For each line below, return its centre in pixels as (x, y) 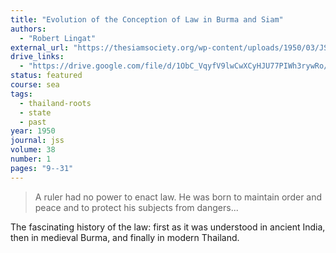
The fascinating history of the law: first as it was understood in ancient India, (168, 227)
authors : (28, 29)
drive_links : (37, 57)
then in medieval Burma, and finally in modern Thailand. (125, 237)
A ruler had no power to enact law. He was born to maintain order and (178, 197)
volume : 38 (33, 150)
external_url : (40, 47)
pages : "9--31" (42, 168)
